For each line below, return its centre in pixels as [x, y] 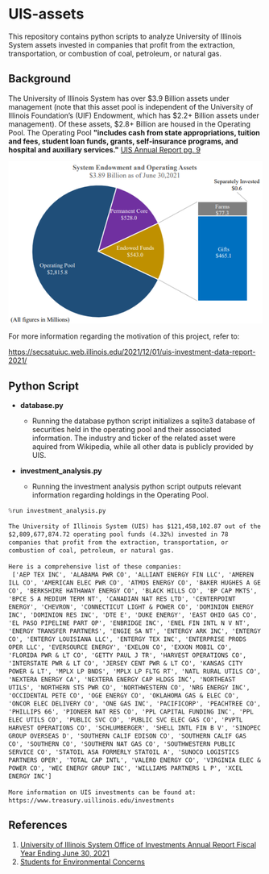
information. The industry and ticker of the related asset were [134, 438]
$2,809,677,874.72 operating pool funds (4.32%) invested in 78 [118, 534]
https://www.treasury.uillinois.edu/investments [91, 800]
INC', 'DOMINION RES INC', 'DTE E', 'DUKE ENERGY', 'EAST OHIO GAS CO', [133, 615]
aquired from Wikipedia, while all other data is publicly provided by [143, 447]
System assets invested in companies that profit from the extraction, [122, 44]
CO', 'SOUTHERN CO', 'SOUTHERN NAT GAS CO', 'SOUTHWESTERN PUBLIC [122, 744]
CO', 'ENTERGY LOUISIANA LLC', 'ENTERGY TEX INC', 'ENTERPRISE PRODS [128, 639]
